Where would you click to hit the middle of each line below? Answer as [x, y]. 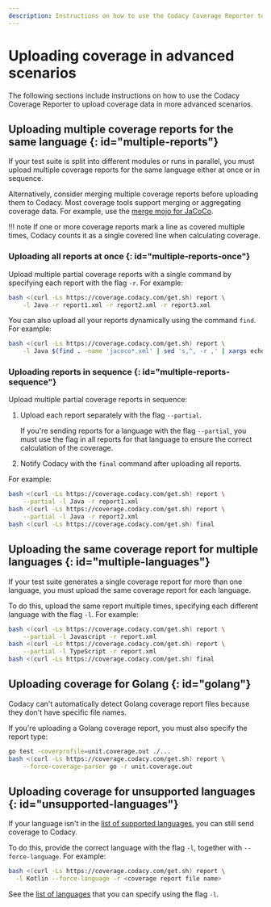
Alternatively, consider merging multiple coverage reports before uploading [133, 194]
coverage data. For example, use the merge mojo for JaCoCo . [111, 212]
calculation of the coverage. [67, 448]
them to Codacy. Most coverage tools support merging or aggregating [125, 203]
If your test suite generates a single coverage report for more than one [125, 582]
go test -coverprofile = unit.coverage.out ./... [90, 751]
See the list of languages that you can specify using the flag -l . [114, 894]
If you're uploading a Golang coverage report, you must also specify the [128, 728]
